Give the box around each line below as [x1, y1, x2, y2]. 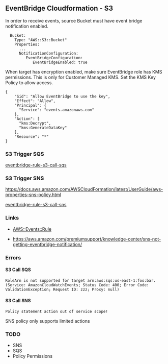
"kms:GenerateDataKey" [18, 125, 67, 130]
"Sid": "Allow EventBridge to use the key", [14, 94, 110, 99]
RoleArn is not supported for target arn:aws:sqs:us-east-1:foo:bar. [5, 278, 156, 283]
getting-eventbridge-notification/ [12, 241, 82, 247]
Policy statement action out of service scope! [5, 309, 108, 314]
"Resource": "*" [14, 134, 49, 139]
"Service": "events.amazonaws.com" [18, 107, 95, 112]
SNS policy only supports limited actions [5, 318, 90, 324]
